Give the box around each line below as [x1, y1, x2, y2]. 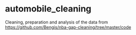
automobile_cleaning [5, 3, 91, 14]
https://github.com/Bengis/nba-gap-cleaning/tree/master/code [5, 24, 131, 30]
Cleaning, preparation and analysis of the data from [5, 19, 108, 25]
